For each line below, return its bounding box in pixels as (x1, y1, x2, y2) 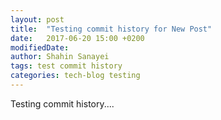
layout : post (10, 14, 65, 25)
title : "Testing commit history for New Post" (10, 24, 213, 34)
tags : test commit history (10, 61, 123, 71)
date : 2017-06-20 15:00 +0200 (10, 33, 145, 43)
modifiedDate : (10, 42, 70, 53)
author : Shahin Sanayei (10, 52, 110, 62)
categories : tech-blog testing (10, 71, 141, 81)
